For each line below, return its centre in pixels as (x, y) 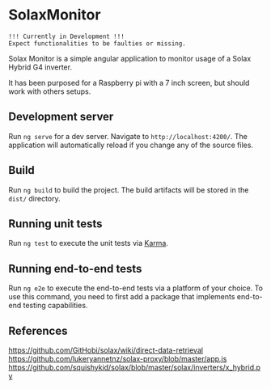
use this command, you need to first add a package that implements (122, 297)
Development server (61, 117)
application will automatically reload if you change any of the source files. (131, 145)
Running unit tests (55, 224)
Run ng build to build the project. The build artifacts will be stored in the (129, 190)
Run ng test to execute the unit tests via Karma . (88, 243)
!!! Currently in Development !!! (67, 36)
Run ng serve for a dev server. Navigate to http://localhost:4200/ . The (128, 136)
